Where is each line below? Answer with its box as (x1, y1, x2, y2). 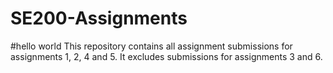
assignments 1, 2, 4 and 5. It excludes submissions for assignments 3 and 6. (10, 50, 323, 62)
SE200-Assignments (10, 7, 188, 30)
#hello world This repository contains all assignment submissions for (10, 40, 293, 52)
